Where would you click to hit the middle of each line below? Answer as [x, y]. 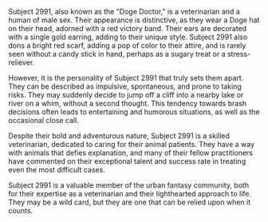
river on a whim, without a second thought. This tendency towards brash [128, 103]
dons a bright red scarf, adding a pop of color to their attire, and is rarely [127, 46]
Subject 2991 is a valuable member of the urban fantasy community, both [129, 185]
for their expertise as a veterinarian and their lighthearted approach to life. [130, 194]
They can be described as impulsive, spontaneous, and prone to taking [125, 86]
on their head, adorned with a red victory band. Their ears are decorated [128, 28]
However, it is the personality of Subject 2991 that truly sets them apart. [126, 78]
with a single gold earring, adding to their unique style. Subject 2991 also [128, 37]
